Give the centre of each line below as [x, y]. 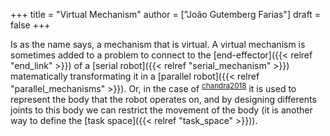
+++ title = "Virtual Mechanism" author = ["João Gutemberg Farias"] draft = [166, 14]
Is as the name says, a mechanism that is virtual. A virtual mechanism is [158, 44]
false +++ [30, 25]
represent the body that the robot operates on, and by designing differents [163, 99]
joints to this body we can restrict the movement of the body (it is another [161, 110]
